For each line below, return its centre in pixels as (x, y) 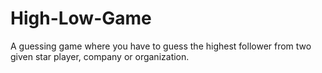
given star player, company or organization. (100, 56)
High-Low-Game (81, 18)
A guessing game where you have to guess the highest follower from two (161, 46)
